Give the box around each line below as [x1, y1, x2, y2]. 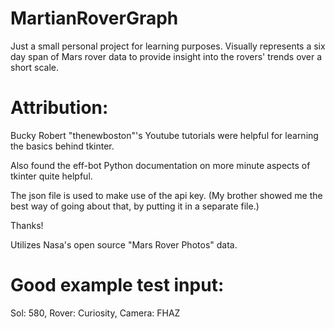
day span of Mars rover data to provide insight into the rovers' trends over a [10, 50, 323, 62]
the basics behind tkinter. [10, 140, 115, 152]
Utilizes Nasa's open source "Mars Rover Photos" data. [10, 238, 238, 251]
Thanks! [10, 219, 44, 231]
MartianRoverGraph [10, 7, 179, 30]
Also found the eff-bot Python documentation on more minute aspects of [10, 159, 311, 171]
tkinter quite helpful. [10, 170, 93, 182]
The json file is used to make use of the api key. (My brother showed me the [10, 189, 323, 201]
